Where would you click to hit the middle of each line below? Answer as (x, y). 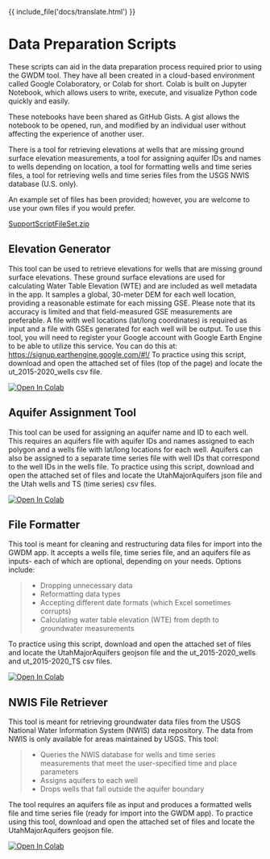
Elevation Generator (60, 249)
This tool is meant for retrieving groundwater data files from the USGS (125, 722)
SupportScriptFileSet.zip (49, 223)
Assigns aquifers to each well (89, 781)
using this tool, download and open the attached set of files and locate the (132, 822)
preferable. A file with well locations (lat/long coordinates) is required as (128, 320)
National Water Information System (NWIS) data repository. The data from (131, 731)
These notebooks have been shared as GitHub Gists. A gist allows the (124, 116)
